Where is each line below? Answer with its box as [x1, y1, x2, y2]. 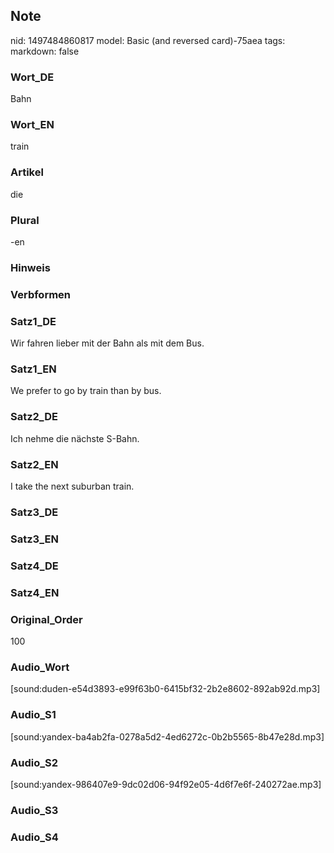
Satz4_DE [10, 559, 59, 573]
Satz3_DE [10, 505, 59, 519]
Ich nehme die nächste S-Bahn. [10, 432, 140, 444]
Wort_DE [10, 70, 55, 84]
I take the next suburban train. [10, 480, 135, 493]
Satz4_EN [10, 585, 60, 599]
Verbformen [10, 287, 72, 301]
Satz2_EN [10, 457, 59, 471]
